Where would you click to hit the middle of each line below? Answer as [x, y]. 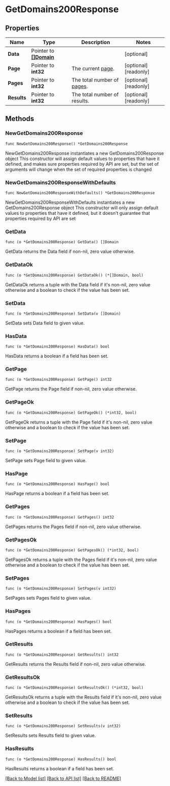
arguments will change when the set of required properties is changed [78, 169]
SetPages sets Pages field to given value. [48, 598]
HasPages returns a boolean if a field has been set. [59, 631]
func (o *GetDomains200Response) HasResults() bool [61, 759]
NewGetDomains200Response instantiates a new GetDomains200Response [85, 153]
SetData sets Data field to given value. [45, 323]
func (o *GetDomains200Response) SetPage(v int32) [60, 451]
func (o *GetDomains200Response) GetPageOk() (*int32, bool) [71, 413]
